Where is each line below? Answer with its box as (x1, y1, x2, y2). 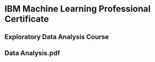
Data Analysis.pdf (4, 49, 60, 57)
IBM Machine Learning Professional (4, 3, 151, 14)
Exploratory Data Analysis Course (4, 33, 109, 41)
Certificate (4, 13, 49, 25)
